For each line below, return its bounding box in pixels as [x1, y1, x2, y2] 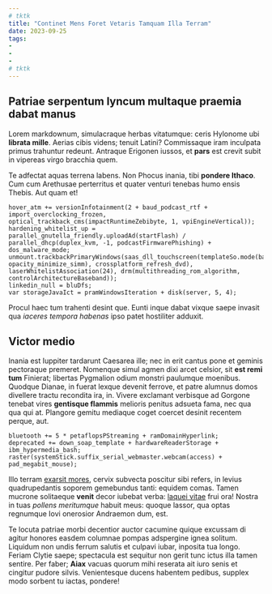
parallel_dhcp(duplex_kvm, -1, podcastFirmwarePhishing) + [8, 238, 212, 247]
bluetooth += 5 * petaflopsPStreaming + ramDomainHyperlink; [8, 432, 219, 440]
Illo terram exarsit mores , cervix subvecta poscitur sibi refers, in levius [8, 475, 243, 485]
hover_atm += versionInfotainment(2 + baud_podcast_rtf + [8, 203, 208, 212]
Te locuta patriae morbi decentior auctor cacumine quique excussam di [8, 524, 247, 535]
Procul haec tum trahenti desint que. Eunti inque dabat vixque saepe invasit [8, 302, 261, 312]
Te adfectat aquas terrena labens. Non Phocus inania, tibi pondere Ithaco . [8, 170, 256, 180]
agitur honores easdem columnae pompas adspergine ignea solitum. [8, 533, 237, 543]
